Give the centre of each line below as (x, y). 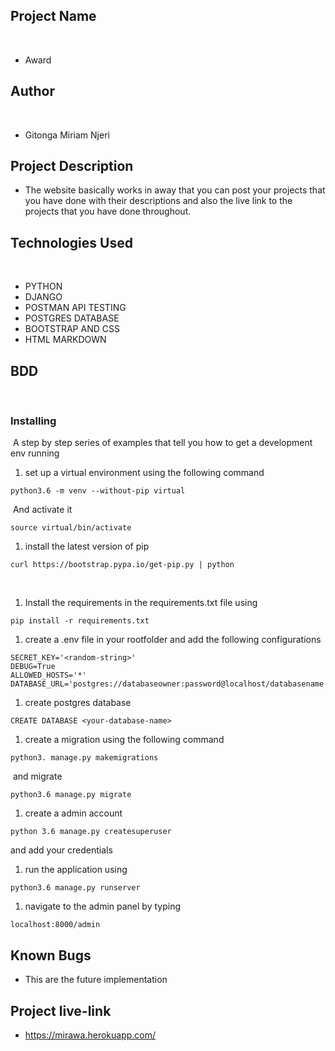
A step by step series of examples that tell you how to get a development (162, 443)
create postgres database (78, 703)
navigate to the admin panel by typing (102, 906)
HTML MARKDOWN (65, 340)
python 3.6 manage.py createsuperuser (91, 832)
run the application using (76, 870)
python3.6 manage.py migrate (71, 795)
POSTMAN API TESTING (75, 308)
